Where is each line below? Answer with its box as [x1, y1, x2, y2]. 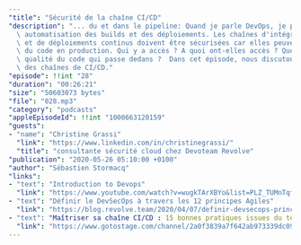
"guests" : [8, 122, 46, 131]
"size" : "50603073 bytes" [8, 88, 105, 97]
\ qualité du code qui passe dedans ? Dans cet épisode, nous [16, 55, 258, 64]
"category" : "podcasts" [8, 105, 98, 114]
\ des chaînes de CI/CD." [16, 64, 114, 73]
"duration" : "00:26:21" [8, 80, 98, 89]
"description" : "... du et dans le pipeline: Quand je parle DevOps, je [8, 22, 287, 31]
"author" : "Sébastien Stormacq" [8, 163, 129, 172]
